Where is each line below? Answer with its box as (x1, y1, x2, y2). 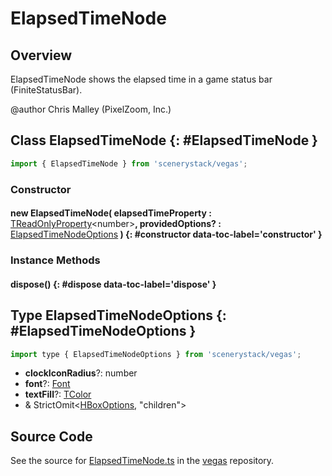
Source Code (10, 428, 93, 445)
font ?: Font (24, 378, 71, 390)
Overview (10, 47, 73, 64)
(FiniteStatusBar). (10, 84, 83, 96)
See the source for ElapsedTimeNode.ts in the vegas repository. (10, 455, 275, 467)
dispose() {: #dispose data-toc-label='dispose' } (10, 278, 217, 290)
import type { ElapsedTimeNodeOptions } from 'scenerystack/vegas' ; (10, 349, 302, 359)
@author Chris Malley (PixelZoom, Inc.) (10, 103, 172, 115)
